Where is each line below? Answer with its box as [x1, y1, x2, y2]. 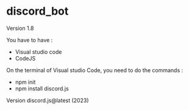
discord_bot [6, 4, 69, 18]
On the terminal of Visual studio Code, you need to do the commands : [6, 66, 184, 74]
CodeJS [15, 54, 36, 62]
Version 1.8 [6, 24, 34, 32]
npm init [15, 78, 36, 86]
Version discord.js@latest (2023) [6, 97, 89, 104]
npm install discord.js [15, 84, 69, 92]
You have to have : [6, 36, 53, 43]
